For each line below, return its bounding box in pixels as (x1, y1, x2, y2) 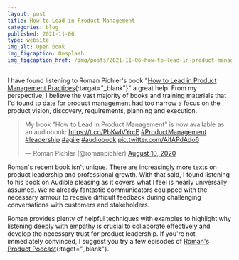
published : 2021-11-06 (7, 30, 75, 38)
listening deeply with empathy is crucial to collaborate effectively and (7, 222, 211, 230)
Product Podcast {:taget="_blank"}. (7, 244, 110, 253)
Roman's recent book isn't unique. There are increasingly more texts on (7, 163, 217, 171)
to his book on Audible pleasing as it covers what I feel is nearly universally (7, 178, 228, 186)
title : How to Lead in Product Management (7, 17, 135, 24)
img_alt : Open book (7, 43, 65, 50)
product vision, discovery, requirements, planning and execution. (7, 106, 198, 114)
